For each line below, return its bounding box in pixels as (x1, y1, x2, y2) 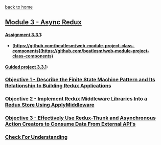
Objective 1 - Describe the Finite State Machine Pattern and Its (5, 76, 156, 83)
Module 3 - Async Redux (5, 18, 82, 26)
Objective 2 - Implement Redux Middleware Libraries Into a (5, 95, 148, 102)
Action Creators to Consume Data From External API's (5, 120, 136, 127)
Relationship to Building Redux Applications (5, 82, 112, 89)
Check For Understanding (5, 133, 68, 140)
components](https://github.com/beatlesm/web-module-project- (12, 48, 150, 54)
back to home (5, 4, 33, 10)
